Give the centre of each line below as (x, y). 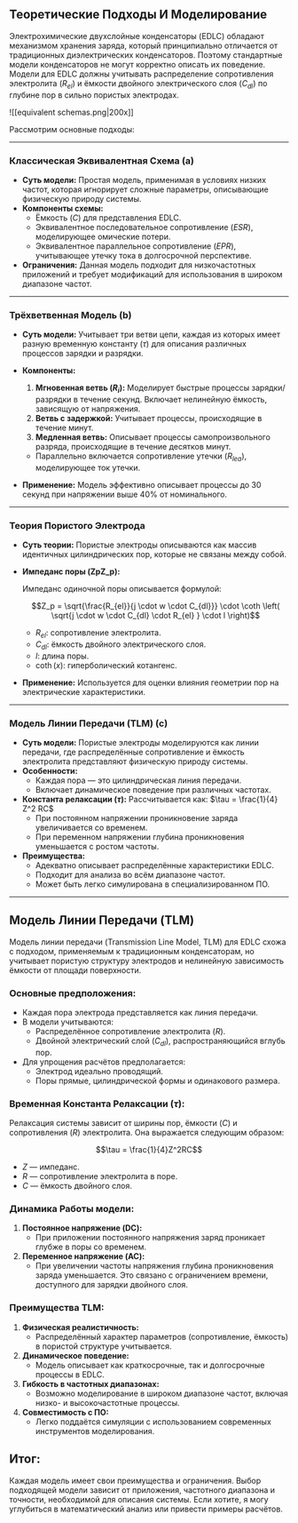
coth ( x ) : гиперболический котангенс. (106, 665)
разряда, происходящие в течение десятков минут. (133, 447)
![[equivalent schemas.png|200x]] (72, 112)
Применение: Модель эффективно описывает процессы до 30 (141, 484)
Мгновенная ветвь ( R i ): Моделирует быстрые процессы (142, 388)
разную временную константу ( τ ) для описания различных (134, 344)
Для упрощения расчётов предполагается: (104, 1062)
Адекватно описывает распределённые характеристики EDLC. (155, 865)
